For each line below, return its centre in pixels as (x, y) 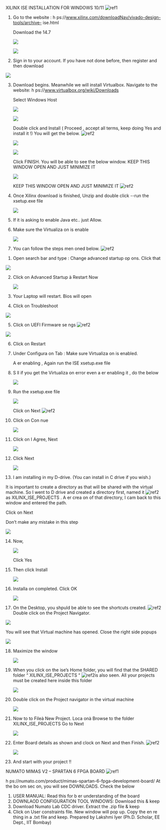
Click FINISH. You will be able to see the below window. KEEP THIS (81, 162)
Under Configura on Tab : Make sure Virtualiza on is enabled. (75, 353)
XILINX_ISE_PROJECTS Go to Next (48, 724)
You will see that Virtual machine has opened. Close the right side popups (81, 632)
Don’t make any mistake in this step (42, 522)
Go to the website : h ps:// (39, 17)
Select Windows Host (35, 100)
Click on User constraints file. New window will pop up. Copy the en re (85, 812)
